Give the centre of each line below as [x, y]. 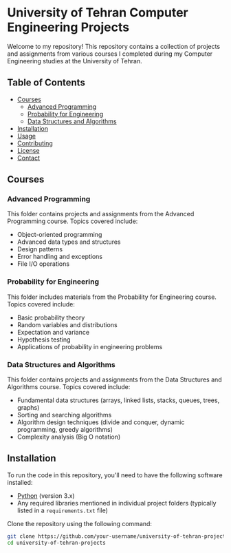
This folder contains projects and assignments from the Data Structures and [114, 379]
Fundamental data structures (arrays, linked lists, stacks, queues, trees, [118, 400]
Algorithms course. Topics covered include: [69, 387]
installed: [20, 482]
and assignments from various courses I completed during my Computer [110, 54]
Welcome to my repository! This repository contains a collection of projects [114, 46]
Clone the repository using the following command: [80, 523]
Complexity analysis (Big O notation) [69, 437]
